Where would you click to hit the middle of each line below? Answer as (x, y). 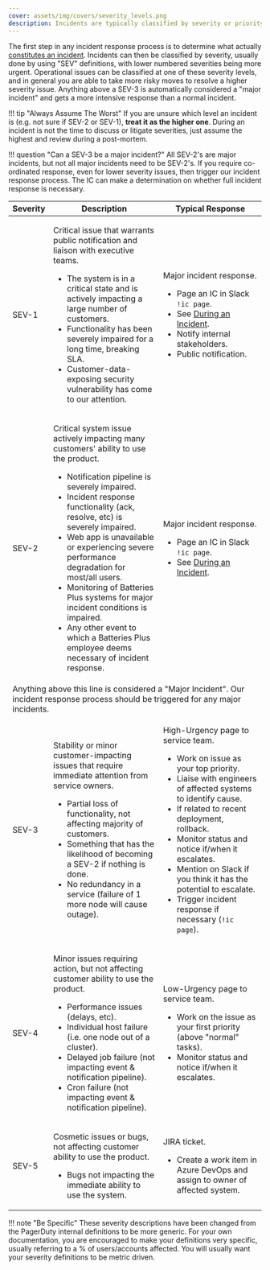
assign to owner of (212, 1180)
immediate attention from (101, 775)
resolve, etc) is (95, 517)
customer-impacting (93, 755)
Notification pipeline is (109, 476)
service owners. (84, 786)
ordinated (24, 171)
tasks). (189, 1047)
